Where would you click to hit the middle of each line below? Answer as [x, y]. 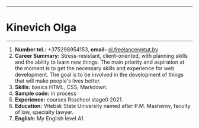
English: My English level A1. [50, 118]
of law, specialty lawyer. [44, 112]
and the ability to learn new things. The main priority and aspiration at [99, 62]
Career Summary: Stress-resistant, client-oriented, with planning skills [101, 55]
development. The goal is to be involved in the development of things [99, 74]
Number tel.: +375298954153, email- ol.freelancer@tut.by [86, 49]
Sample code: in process [46, 93]
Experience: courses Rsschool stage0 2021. [69, 99]
